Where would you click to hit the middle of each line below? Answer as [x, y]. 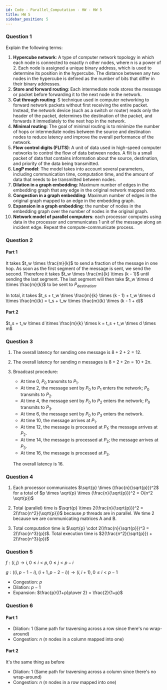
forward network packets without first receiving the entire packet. [80, 105]
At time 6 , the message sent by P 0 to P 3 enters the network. [82, 414]
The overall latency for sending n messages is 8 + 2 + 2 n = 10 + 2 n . [82, 362]
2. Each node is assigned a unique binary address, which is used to [82, 67]
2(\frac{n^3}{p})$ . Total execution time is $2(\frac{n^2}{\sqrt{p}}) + [83, 533]
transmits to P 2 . [36, 395]
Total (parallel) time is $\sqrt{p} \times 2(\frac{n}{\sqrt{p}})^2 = [78, 507]
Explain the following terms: [34, 47]
